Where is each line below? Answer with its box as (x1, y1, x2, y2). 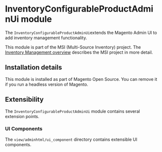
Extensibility (5, 95, 44, 104)
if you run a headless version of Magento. (5, 81, 88, 87)
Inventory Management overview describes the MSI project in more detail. (5, 49, 153, 55)
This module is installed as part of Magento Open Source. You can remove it (5, 76, 158, 82)
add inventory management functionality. (5, 35, 87, 41)
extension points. (5, 113, 40, 119)
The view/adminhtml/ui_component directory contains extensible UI (5, 137, 137, 142)
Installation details (5, 63, 62, 72)
